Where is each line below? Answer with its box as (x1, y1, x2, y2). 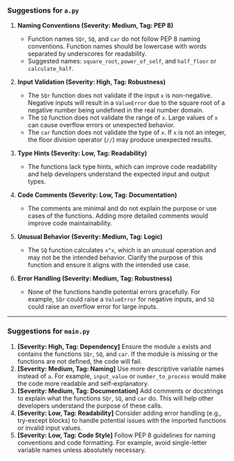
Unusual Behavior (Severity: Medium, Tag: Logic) (17, 232, 163, 241)
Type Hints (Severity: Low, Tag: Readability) (17, 149, 148, 158)
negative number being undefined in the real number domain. (27, 106, 204, 115)
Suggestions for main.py (7, 326, 91, 336)
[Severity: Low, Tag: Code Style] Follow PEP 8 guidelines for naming (17, 430, 216, 439)
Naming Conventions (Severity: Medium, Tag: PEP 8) (17, 22, 174, 30)
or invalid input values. (17, 423, 82, 432)
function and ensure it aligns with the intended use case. (27, 261, 191, 269)
